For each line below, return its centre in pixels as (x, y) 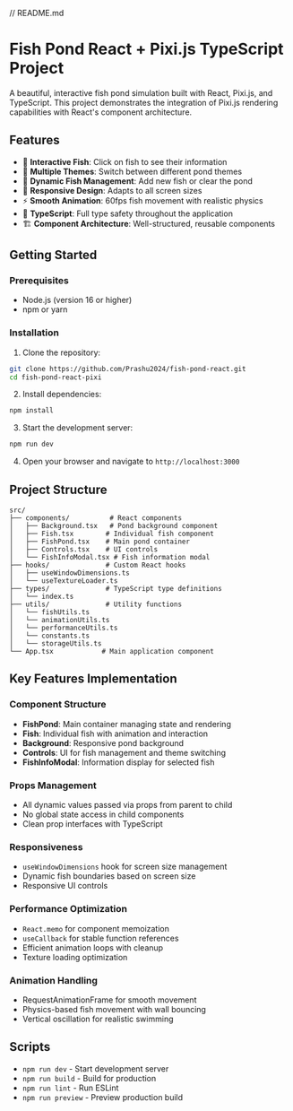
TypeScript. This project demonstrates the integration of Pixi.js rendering (144, 102)
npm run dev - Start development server (95, 1068)
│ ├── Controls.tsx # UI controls (84, 550)
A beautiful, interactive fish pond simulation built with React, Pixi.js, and (141, 92)
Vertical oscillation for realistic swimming (98, 1019)
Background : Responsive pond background (103, 742)
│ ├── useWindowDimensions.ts (69, 573)
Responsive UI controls (65, 886)
